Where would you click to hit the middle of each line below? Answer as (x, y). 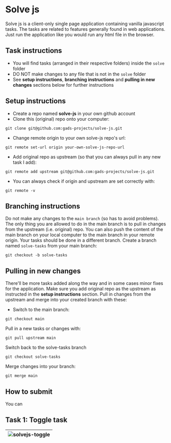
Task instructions (34, 51)
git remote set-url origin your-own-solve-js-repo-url (65, 147)
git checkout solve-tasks (33, 357)
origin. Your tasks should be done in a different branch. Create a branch (81, 240)
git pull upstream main (31, 338)
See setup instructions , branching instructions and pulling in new (84, 79)
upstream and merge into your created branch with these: (66, 300)
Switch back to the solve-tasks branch (46, 348)
